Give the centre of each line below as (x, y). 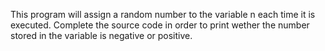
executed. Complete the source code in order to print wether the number (160, 25)
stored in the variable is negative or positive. (101, 35)
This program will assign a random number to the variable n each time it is (163, 14)
